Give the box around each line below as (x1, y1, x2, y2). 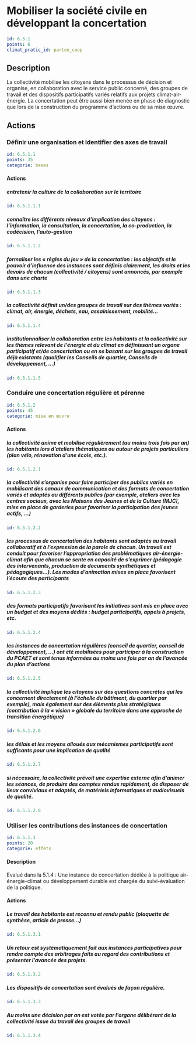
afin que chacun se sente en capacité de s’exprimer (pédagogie (23, 556, 183, 563)
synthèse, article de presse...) (6, 917, 82, 924)
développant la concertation (6, 16, 147, 30)
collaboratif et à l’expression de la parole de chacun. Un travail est (6, 544, 171, 551)
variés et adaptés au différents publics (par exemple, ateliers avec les (6, 491, 180, 499)
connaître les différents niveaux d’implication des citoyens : (6, 216, 156, 223)
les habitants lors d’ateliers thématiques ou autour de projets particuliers (6, 445, 189, 452)
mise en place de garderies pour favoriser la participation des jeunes (6, 504, 178, 511)
